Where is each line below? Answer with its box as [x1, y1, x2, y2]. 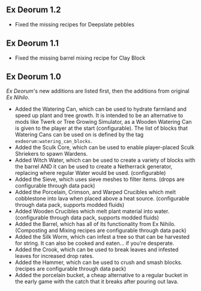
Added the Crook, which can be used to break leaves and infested [14, 246, 179, 253]
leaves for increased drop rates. [14, 253, 94, 260]
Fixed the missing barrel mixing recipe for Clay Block [14, 54, 146, 61]
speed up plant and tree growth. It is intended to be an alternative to [14, 112, 184, 119]
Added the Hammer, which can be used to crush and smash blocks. [14, 259, 183, 266]
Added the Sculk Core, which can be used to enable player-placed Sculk [14, 144, 195, 151]
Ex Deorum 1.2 [6, 5, 61, 15]
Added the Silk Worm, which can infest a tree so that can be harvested [14, 233, 190, 240]
